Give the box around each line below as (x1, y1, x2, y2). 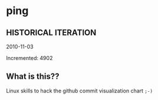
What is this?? (6, 72, 60, 82)
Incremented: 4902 (6, 55, 53, 61)
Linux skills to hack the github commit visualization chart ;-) (6, 87, 153, 94)
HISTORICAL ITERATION (6, 28, 97, 38)
